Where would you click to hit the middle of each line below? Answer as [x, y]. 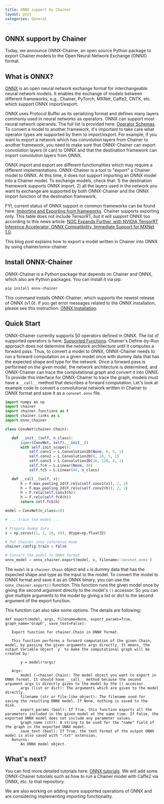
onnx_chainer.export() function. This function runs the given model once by [82, 585]
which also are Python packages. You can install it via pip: [64, 279]
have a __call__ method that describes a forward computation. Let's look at [82, 382]
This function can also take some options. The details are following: [73, 610]
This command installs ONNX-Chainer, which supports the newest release [80, 298]
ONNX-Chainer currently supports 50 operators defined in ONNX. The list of [82, 336]
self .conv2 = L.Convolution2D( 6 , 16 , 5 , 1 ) [74, 456]
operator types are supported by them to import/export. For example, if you [81, 134]
